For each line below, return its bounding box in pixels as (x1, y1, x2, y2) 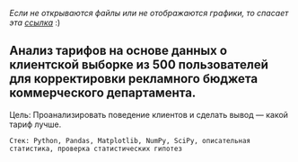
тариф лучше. (9, 119, 62, 130)
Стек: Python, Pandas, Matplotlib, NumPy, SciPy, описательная (9, 136, 251, 145)
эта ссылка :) (9, 17, 61, 28)
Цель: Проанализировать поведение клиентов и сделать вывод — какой (9, 109, 289, 120)
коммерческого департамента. (9, 85, 197, 101)
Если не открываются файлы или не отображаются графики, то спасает (9, 8, 289, 18)
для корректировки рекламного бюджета (9, 71, 259, 86)
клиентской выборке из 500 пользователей (9, 58, 269, 73)
